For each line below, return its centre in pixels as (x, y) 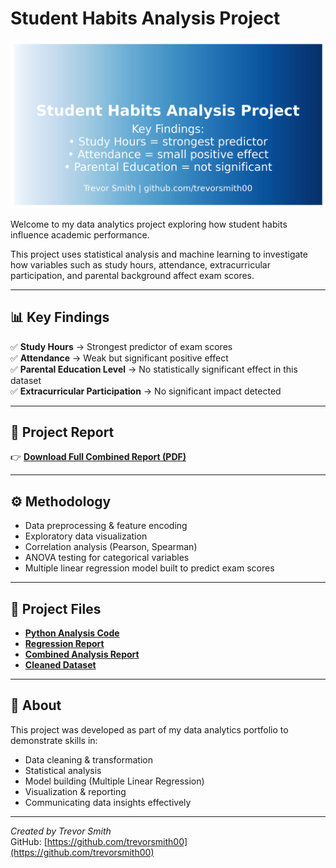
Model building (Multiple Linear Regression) (114, 781)
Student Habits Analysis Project (145, 18)
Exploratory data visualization (86, 536)
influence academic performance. (80, 234)
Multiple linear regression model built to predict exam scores (149, 568)
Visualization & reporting (75, 791)
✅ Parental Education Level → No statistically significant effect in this (154, 369)
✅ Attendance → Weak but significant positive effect (119, 358)
